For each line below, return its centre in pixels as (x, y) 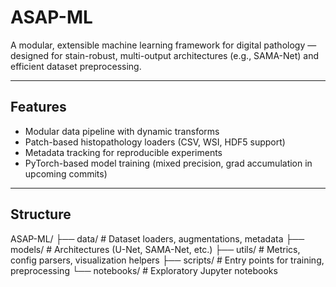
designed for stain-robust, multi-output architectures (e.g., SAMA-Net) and (165, 55)
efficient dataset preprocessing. (76, 66)
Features (38, 107)
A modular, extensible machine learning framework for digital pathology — (163, 45)
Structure (41, 214)
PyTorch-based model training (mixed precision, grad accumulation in (168, 163)
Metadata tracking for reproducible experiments (123, 152)
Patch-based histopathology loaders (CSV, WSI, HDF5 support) (155, 142)
